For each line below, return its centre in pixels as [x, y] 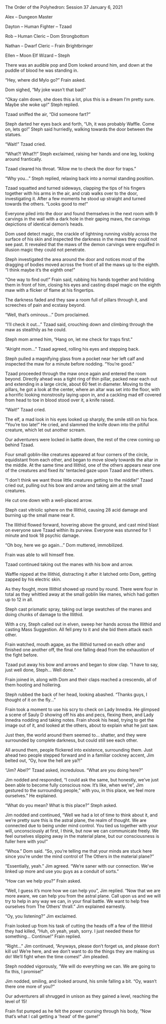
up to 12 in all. [19, 599]
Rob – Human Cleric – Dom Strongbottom [47, 36]
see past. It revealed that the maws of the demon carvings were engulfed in [82, 244]
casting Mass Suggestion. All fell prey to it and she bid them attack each [79, 629]
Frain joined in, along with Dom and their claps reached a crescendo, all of [81, 680]
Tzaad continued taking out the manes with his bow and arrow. [69, 564]
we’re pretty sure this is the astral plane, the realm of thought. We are [76, 820]
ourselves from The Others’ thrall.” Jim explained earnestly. [66, 906]
